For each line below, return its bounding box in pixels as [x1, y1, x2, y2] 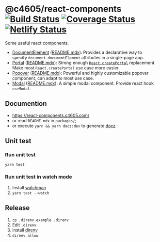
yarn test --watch [12, 191, 49, 195]
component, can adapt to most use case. [12, 75, 94, 81]
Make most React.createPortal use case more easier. [12, 65, 120, 71]
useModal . [12, 85, 32, 91]
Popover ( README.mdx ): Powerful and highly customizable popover [12, 70, 149, 76]
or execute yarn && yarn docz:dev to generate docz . [12, 123, 117, 129]
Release [5, 204, 30, 212]
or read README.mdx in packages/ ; [12, 117, 77, 123]
